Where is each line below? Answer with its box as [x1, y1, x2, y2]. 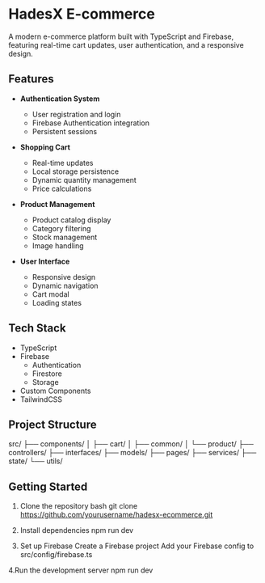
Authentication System [19, 94, 100, 104]
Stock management [32, 232, 98, 242]
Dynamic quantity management [32, 175, 137, 184]
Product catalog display [32, 215, 111, 225]
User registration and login [32, 109, 121, 119]
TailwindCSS [19, 394, 63, 404]
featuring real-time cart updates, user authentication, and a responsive [8, 40, 244, 49]
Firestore [32, 369, 62, 378]
